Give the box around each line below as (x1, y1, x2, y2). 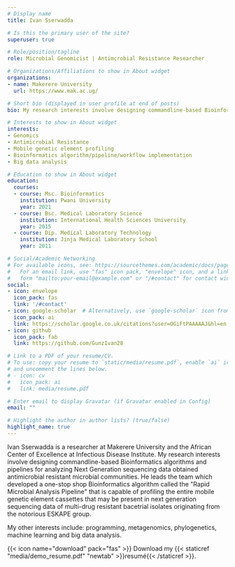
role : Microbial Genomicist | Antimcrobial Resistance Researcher (7, 55, 205, 62)
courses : (13, 184, 39, 191)
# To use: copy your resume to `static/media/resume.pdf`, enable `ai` (7, 359, 220, 367)
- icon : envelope (7, 288, 58, 295)
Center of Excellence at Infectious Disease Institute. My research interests (7, 450, 221, 458)
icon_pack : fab (13, 334, 58, 341)
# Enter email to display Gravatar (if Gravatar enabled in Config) (7, 397, 211, 405)
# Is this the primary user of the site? (7, 29, 130, 36)
